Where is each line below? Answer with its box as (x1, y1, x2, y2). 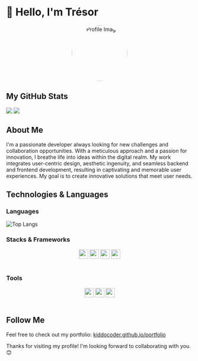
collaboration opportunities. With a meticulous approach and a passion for (6, 147, 187, 154)
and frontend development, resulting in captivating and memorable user (6, 166, 182, 173)
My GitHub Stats (6, 91, 68, 101)
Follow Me (6, 315, 45, 325)
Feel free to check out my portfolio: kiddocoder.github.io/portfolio (6, 331, 166, 338)
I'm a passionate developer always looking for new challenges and (6, 140, 169, 148)
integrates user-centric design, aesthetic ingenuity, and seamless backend (6, 159, 189, 167)
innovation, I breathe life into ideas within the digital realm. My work (6, 154, 171, 161)
